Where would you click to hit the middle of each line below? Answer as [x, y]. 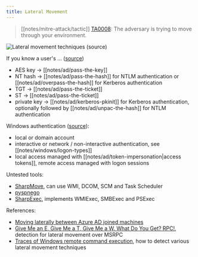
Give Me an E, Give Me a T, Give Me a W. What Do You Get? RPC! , [96, 228]
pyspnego [27, 192]
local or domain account [44, 137]
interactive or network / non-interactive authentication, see [87, 143]
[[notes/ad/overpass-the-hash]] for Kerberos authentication [89, 82]
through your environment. [54, 35]
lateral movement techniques [50, 247]
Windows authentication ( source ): [48, 126]
